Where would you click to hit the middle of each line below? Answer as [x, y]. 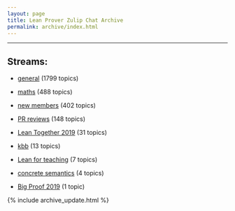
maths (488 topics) [45, 92]
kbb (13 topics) [39, 146]
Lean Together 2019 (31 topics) [62, 133]
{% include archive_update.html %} [58, 201]
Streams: [28, 61]
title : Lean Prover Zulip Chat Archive [65, 20]
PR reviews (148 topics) [51, 119]
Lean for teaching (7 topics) [57, 160]
